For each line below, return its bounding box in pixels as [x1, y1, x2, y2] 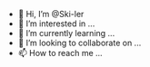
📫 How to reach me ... [17, 48, 103, 58]
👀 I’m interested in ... [17, 18, 95, 29]
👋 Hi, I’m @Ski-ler [17, 9, 85, 19]
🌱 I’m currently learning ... [17, 28, 115, 38]
